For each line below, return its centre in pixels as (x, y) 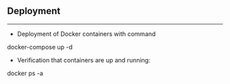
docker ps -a (25, 73)
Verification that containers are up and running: (84, 60)
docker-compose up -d (40, 47)
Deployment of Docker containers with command (86, 34)
